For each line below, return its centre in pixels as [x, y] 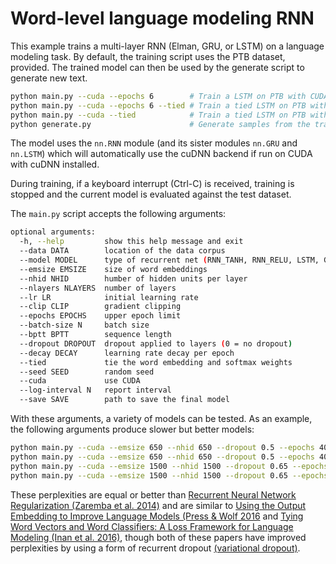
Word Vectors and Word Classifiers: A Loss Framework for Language [152, 526]
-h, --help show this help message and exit [131, 242]
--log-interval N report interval [95, 390]
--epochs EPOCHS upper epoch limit [100, 316]
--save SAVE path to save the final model [124, 400]
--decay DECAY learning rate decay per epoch [127, 353]
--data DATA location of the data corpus [122, 251]
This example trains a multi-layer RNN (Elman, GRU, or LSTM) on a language [167, 46]
